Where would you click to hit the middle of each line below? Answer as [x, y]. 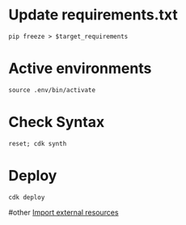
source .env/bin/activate [52, 90]
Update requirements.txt [93, 15]
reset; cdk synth [38, 143]
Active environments [80, 68]
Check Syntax [57, 122]
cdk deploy [27, 197]
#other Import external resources [63, 212]
